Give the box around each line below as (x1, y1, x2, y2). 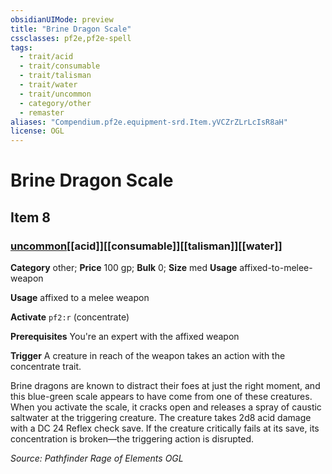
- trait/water (19, 80, 78, 90)
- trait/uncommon (19, 89, 92, 99)
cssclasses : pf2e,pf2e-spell (10, 33, 132, 43)
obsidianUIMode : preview (10, 14, 114, 25)
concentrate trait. (10, 361, 82, 372)
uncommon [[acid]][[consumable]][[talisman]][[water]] (10, 239, 283, 253)
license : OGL (10, 126, 65, 136)
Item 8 (10, 209, 52, 226)
